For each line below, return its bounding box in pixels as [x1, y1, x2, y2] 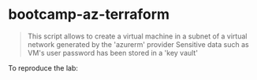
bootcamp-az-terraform [8, 5, 170, 24]
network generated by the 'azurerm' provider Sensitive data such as [27, 39, 250, 49]
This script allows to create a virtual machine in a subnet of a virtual [27, 31, 248, 41]
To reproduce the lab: [8, 63, 79, 72]
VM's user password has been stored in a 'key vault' [27, 48, 199, 57]
